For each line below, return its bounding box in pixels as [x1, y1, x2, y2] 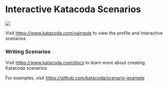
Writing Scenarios [5, 48, 51, 55]
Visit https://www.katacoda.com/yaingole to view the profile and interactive [5, 30, 163, 36]
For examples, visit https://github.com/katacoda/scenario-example [5, 75, 145, 81]
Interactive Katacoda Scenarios [5, 4, 141, 15]
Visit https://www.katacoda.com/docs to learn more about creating [5, 60, 145, 66]
